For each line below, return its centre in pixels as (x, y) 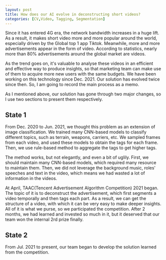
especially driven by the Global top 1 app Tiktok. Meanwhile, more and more (83, 43)
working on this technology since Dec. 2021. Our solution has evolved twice (83, 79)
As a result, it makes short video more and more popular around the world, (81, 38)
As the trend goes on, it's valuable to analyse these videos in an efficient (79, 64)
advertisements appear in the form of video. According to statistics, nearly (81, 49)
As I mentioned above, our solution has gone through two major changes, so (83, 94)
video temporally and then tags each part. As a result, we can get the (76, 199)
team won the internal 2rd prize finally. (44, 219)
